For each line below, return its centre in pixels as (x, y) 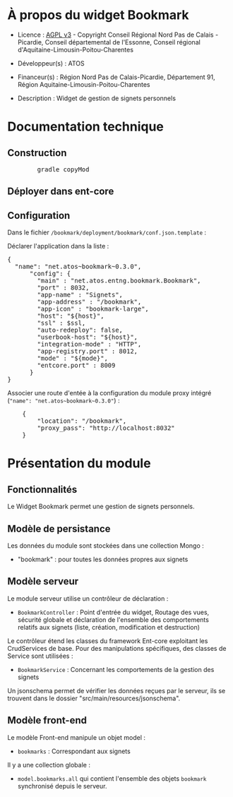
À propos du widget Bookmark (98, 15)
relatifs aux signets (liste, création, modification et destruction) (108, 627)
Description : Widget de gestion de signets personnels (97, 98)
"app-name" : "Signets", (80, 295)
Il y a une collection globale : (49, 765)
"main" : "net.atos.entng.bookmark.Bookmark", (119, 281)
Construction (37, 153)
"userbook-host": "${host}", (88, 337)
